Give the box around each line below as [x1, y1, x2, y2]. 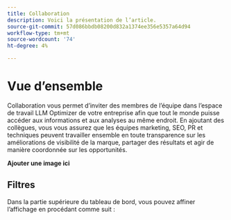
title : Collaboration [7, 10, 70, 17]
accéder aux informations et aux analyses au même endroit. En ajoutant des [7, 116, 224, 124]
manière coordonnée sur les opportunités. [7, 145, 128, 153]
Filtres [7, 179, 36, 191]
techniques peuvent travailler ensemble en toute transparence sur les [7, 130, 206, 139]
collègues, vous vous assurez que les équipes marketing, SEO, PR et [7, 123, 203, 132]
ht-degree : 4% [7, 42, 49, 49]
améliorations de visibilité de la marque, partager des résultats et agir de [7, 138, 214, 146]
